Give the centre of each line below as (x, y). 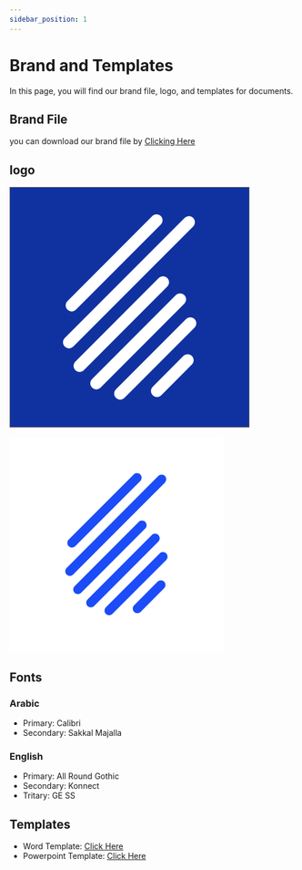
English (26, 756)
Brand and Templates (92, 65)
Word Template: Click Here (73, 846)
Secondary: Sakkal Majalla (72, 732)
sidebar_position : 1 (49, 19)
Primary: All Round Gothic (71, 776)
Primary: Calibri (52, 723)
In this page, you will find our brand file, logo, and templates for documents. (151, 90)
